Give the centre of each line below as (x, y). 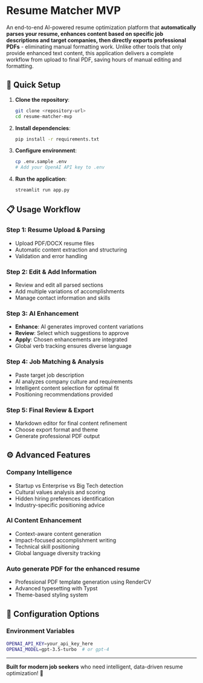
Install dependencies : (43, 128)
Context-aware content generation (58, 533)
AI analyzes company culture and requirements (74, 381)
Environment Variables (40, 631)
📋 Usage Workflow (43, 210)
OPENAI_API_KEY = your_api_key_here (50, 644)
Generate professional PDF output (57, 436)
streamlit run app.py (42, 190)
